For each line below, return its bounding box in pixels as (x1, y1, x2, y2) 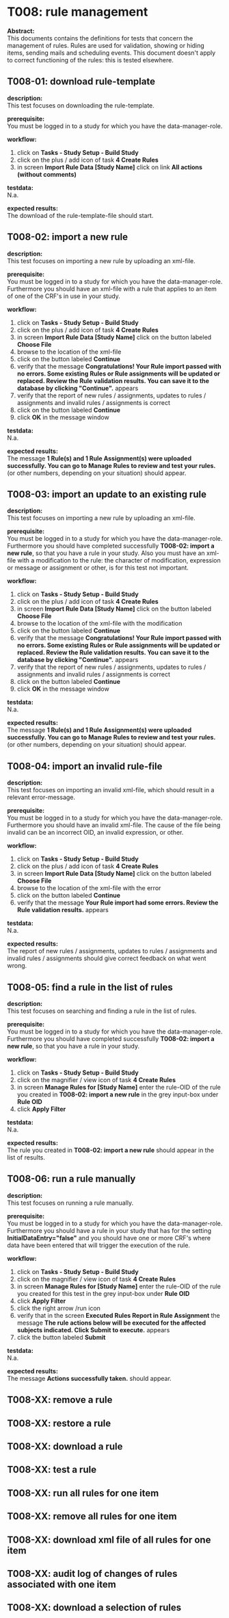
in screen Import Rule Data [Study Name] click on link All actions (16, 162, 203, 171)
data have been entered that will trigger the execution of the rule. (7, 1241, 190, 1249)
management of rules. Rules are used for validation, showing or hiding (7, 41, 205, 49)
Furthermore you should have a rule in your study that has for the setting (7, 1226, 212, 1234)
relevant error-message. (7, 793, 76, 802)
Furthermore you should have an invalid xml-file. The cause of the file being (7, 821, 221, 829)
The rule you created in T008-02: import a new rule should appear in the (7, 1146, 214, 1154)
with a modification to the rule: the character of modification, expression (17, 556, 221, 565)
